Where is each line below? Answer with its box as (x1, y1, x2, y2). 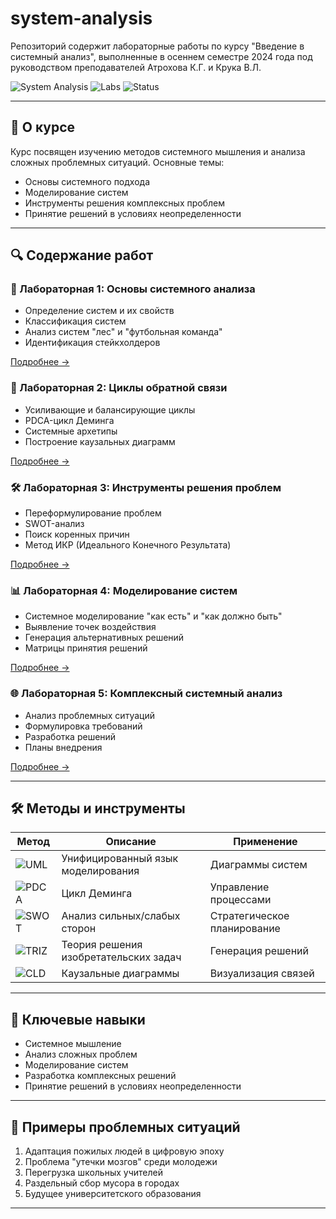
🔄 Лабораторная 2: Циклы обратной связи (10, 381, 228, 395)
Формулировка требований (24, 720, 143, 732)
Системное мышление (24, 1038, 122, 1050)
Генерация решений (209, 944, 309, 958)
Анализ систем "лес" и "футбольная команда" (24, 326, 223, 338)
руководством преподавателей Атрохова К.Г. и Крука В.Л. (10, 61, 262, 73)
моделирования (61, 864, 140, 878)
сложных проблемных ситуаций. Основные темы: (10, 156, 225, 168)
